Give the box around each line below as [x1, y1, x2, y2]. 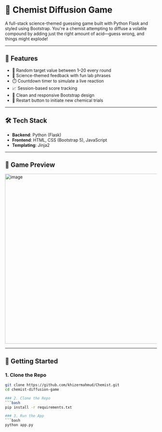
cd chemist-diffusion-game [5, 387, 59, 392]
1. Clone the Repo [5, 371, 47, 378]
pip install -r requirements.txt [5, 405, 72, 410]
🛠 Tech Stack [5, 116, 47, 125]
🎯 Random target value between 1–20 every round [12, 67, 112, 73]
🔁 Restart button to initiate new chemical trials [12, 97, 104, 103]
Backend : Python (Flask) [12, 132, 62, 138]
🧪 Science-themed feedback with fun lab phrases [12, 72, 111, 78]
